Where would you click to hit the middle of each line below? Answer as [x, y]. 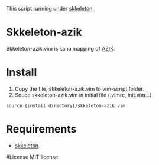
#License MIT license [32, 157]
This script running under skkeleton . [50, 9]
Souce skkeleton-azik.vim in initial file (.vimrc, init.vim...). [84, 95]
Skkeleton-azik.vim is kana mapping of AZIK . [61, 48]
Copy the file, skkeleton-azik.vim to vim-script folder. [79, 88]
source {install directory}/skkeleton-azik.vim [66, 105]
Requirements [41, 129]
